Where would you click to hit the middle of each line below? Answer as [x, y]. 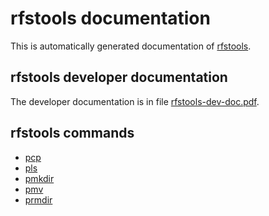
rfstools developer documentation [119, 77]
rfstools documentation [110, 18]
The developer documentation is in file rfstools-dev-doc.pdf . [135, 101]
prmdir [38, 199]
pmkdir [39, 178]
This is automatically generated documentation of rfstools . [131, 46]
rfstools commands [72, 133]
